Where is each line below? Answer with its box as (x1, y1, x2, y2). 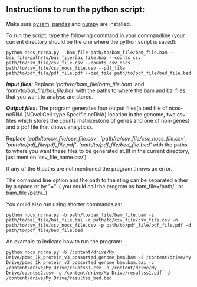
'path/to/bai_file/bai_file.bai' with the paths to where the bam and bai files (6, 87, 186, 94)
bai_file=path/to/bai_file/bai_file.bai (6, 54, 107, 61)
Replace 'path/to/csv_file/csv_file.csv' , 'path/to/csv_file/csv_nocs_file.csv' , (6, 135, 187, 142)
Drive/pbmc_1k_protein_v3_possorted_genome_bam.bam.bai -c (6, 259, 155, 265)
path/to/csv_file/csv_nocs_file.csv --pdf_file (6, 65, 126, 71)
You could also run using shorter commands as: (6, 200, 122, 207)
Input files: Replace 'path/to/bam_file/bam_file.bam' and (6, 80, 145, 87)
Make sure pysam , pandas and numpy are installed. (6, 20, 132, 27)
